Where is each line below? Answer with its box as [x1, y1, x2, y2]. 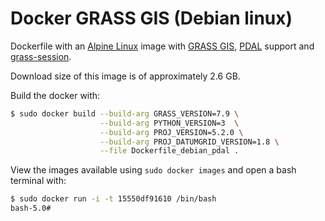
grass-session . [10, 50, 72, 62]
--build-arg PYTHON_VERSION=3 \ [99, 118, 240, 128]
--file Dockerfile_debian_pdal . [99, 146, 240, 156]
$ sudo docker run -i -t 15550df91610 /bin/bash [10, 194, 217, 204]
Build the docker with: [10, 89, 101, 101]
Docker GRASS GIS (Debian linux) [10, 7, 293, 30]
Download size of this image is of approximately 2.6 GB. [10, 70, 241, 82]
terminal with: [10, 175, 67, 187]
